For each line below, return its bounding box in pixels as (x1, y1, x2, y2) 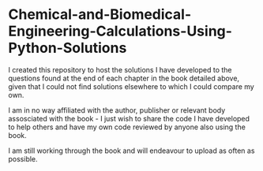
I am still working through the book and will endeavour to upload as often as (8, 146, 255, 155)
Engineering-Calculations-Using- (8, 22, 233, 40)
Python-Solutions (8, 39, 127, 57)
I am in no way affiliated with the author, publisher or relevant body (8, 105, 226, 115)
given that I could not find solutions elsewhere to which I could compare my (8, 81, 254, 91)
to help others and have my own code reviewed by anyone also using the (8, 122, 246, 132)
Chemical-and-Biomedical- (8, 6, 192, 24)
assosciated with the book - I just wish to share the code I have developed (8, 113, 250, 123)
